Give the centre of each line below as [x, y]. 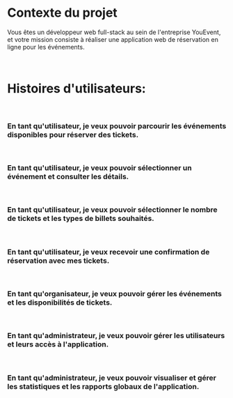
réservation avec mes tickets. [58, 261]
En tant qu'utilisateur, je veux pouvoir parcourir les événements [117, 125]
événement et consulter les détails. [68, 177]
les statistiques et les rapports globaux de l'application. [103, 386]
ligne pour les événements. [46, 47]
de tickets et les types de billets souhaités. [81, 219]
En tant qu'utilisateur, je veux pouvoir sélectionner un [100, 168]
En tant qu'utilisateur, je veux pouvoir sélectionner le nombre [112, 210]
